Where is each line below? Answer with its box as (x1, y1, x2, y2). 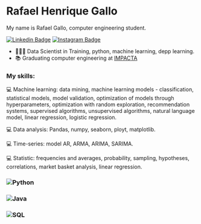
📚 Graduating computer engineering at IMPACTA (14, 54, 138, 62)
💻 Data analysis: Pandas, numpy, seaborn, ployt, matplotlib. (6, 126, 156, 133)
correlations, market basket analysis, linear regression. (6, 163, 142, 170)
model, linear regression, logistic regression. (6, 114, 116, 121)
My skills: (6, 71, 35, 80)
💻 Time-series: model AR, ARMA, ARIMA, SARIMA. (6, 140, 134, 147)
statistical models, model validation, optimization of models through (6, 95, 174, 102)
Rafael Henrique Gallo (6, 4, 118, 18)
